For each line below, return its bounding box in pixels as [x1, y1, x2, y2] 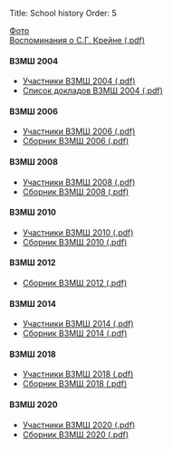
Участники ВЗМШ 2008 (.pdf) [22, 177, 136, 187]
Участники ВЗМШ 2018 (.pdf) [22, 368, 134, 379]
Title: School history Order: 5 [9, 8, 118, 18]
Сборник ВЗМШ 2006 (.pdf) [22, 136, 129, 147]
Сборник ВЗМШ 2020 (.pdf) [22, 429, 129, 440]
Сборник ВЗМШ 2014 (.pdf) [22, 328, 128, 339]
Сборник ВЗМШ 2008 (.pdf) [22, 186, 129, 197]
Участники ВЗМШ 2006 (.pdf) [22, 126, 136, 137]
